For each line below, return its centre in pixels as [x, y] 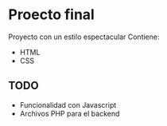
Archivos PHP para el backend [70, 113]
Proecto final [52, 15]
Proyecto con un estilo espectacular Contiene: [84, 37]
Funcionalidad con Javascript [68, 104]
